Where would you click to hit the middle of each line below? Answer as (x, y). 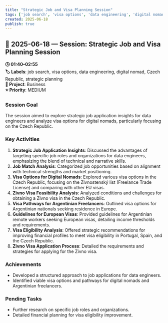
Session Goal (21, 105)
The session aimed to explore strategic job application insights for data (78, 116)
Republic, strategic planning (34, 79)
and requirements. (31, 225)
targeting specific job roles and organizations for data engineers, (79, 155)
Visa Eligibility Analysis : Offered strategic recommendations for (79, 230)
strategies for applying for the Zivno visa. (55, 251)
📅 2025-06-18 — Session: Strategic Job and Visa (83, 44)
